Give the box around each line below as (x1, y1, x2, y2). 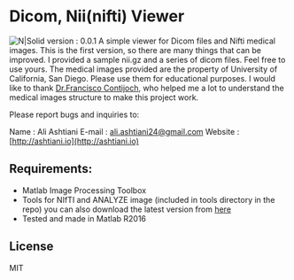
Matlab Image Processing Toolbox (21, 184, 147, 196)
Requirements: (9, 161, 93, 176)
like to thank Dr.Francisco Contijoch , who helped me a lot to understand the (9, 82, 285, 93)
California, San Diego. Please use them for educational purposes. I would (9, 73, 276, 83)
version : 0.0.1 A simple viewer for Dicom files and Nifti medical (46, 35, 276, 46)
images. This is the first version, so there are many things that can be (9, 44, 262, 55)
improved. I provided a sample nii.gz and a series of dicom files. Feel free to (9, 54, 286, 65)
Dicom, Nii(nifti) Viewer (9, 6, 185, 27)
